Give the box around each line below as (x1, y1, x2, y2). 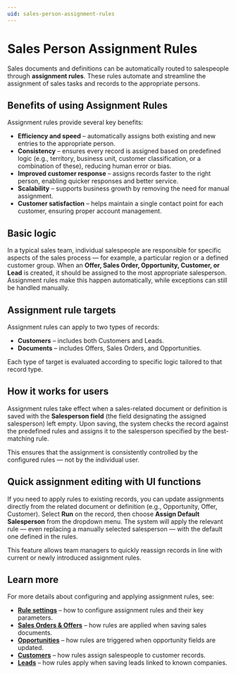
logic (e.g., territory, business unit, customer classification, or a (17, 155, 201, 163)
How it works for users (7, 385, 109, 397)
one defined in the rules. (7, 532, 79, 541)
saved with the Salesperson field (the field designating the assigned (7, 411, 206, 420)
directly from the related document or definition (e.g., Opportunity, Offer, (7, 502, 218, 510)
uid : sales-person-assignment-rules (7, 10, 115, 18)
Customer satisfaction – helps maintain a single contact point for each (17, 199, 224, 208)
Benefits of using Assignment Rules (7, 100, 168, 112)
